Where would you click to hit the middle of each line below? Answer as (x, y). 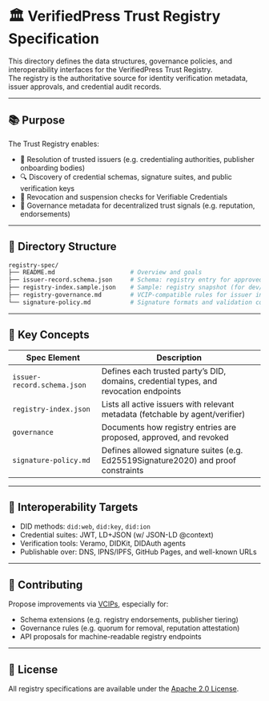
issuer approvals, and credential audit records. (85, 87)
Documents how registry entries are (169, 427)
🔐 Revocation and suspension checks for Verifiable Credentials (124, 197)
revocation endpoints (141, 391)
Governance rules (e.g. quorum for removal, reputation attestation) (130, 628)
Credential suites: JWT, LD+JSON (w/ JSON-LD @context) (116, 535)
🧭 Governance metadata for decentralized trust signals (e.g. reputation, (137, 205)
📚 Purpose (37, 121)
